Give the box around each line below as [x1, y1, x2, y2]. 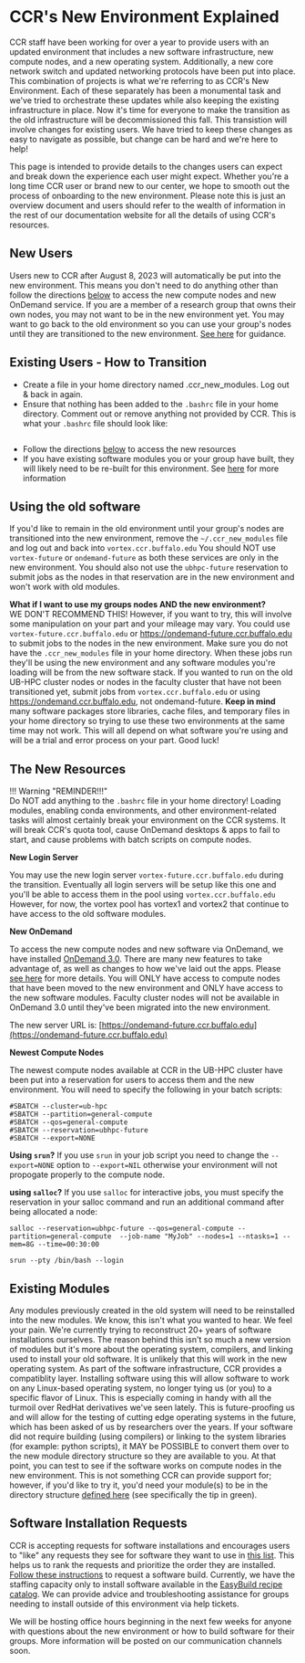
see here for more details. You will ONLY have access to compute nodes [9, 973, 280, 984]
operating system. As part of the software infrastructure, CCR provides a [9, 1363, 282, 1374]
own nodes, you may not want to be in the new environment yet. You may [9, 309, 285, 320]
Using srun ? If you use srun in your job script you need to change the [9, 1150, 269, 1161]
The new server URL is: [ [9, 1020, 103, 1031]
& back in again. [22, 388, 84, 399]
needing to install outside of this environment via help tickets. [9, 1598, 239, 1609]
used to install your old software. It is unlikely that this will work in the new [9, 1353, 288, 1364]
